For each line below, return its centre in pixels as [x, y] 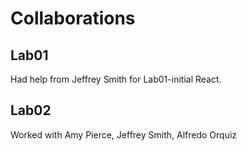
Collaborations [73, 18]
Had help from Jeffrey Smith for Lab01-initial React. [116, 79]
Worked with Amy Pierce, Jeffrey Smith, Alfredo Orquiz [124, 134]
